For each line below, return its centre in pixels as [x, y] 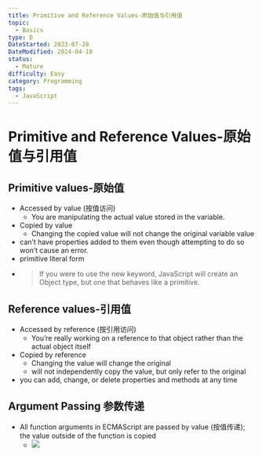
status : [21, 60]
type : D [21, 37]
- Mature [29, 67]
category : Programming [45, 81]
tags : [17, 88]
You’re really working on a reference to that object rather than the [137, 338]
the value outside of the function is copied [88, 436]
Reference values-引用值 [70, 309]
